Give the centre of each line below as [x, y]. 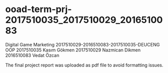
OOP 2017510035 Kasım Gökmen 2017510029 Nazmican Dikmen [73, 50]
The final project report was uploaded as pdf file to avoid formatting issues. [85, 65]
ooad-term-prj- [39, 9]
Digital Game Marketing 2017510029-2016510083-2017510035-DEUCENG [83, 44]
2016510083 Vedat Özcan [32, 55]
